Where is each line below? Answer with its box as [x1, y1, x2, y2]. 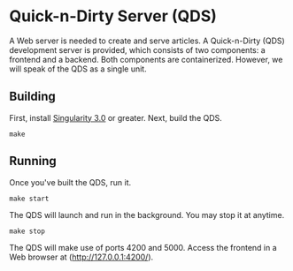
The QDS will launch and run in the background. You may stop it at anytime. [9, 209, 285, 220]
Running [9, 154, 58, 169]
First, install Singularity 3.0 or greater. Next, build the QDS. [9, 112, 223, 123]
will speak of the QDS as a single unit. [9, 64, 148, 74]
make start [9, 194, 50, 203]
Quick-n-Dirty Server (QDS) [9, 6, 217, 26]
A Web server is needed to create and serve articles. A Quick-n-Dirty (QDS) [9, 35, 285, 46]
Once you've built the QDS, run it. [9, 177, 132, 187]
